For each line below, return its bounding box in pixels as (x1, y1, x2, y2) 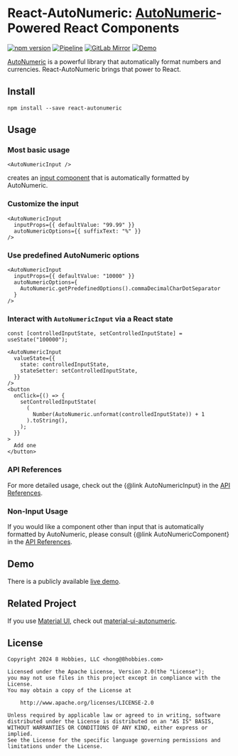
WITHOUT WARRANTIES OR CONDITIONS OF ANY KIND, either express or (7, 724, 208, 732)
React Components (63, 20, 180, 36)
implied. (7, 730, 33, 738)
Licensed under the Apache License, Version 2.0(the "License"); (7, 669, 205, 676)
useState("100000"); (7, 336, 69, 344)
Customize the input (7, 199, 80, 209)
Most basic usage (7, 145, 70, 155)
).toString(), (26, 417, 69, 425)
